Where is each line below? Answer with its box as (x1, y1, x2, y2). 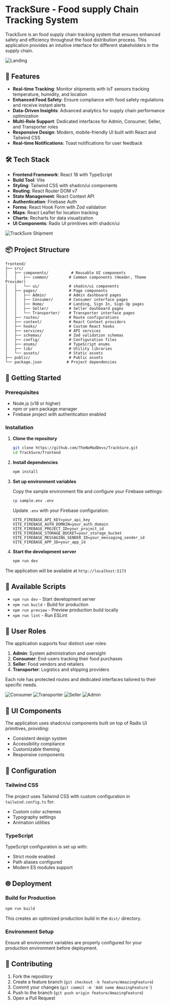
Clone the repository (12, 435, 57, 442)
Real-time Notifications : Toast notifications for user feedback (12, 140, 143, 146)
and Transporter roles (12, 123, 58, 130)
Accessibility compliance (12, 741, 65, 747)
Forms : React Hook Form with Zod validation (12, 204, 107, 210)
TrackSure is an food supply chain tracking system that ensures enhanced (5, 31, 161, 37)
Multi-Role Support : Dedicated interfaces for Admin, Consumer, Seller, (12, 118, 161, 124)
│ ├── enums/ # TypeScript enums (5, 342, 110, 347)
